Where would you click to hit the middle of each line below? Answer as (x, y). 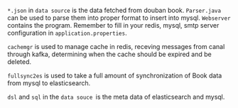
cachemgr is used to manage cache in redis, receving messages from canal (116, 47)
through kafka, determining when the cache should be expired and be (109, 54)
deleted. (20, 62)
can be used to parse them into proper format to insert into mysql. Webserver (119, 18)
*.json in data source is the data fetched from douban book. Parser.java (114, 10)
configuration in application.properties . (67, 33)
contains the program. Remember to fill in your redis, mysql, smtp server (113, 25)
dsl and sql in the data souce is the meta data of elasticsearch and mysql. (116, 97)
